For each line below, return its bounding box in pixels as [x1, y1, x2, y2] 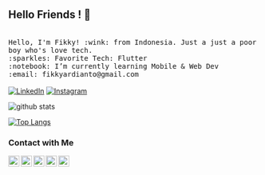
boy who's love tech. [8, 46, 93, 54]
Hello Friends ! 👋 [8, 8, 92, 22]
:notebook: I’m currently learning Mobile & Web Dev [8, 62, 220, 70]
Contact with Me [8, 137, 74, 148]
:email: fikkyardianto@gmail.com [8, 70, 140, 78]
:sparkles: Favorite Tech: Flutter [8, 54, 148, 62]
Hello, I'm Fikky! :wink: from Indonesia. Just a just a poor [8, 38, 257, 46]
